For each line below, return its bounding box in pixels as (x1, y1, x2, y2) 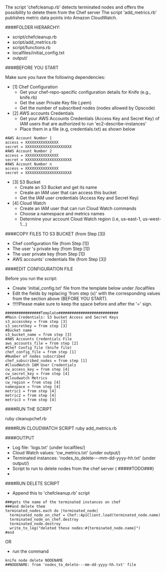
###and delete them (5, 504, 46, 509)
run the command (12, 548, 49, 554)
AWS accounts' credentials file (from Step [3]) (12, 256, 107, 262)
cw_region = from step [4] (5, 380, 61, 385)
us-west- (142, 216, 162, 222)
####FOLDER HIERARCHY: (5, 24, 60, 30)
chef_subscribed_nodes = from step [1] (5, 358, 88, 363)
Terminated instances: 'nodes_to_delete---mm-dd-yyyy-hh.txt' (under (12, 455, 156, 461)
